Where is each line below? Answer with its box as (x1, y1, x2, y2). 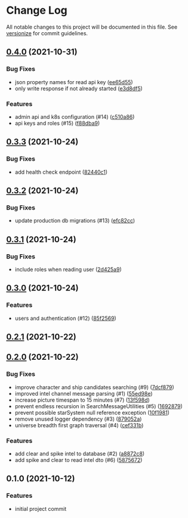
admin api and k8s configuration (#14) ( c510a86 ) (14, 113, 135, 120)
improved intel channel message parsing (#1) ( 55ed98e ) (14, 390, 153, 397)
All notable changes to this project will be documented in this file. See (6, 23, 178, 30)
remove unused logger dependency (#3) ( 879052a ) (14, 415, 142, 423)
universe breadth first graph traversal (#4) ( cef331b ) (14, 421, 144, 428)
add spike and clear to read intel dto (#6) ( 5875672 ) (14, 457, 143, 464)
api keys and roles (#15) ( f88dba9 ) (14, 119, 100, 127)
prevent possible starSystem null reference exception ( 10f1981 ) (14, 409, 170, 416)
